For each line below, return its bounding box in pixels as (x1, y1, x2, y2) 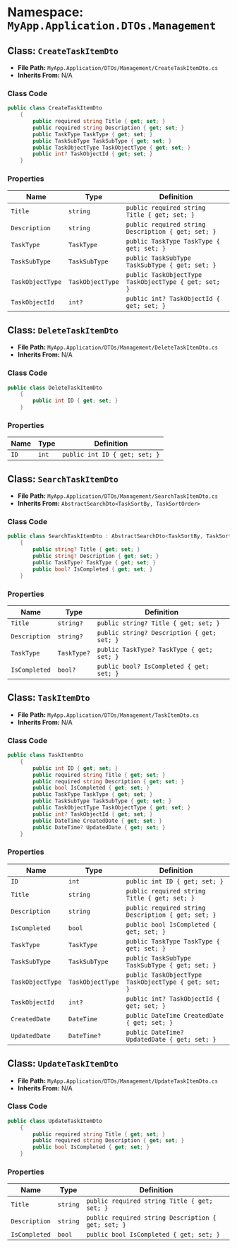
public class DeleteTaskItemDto (7, 384, 102, 391)
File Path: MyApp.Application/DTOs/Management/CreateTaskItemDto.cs (17, 64, 219, 71)
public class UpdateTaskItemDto (7, 1117, 102, 1124)
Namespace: (7, 4, 84, 20)
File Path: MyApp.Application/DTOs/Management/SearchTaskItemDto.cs (17, 492, 219, 500)
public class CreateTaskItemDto (7, 105, 102, 112)
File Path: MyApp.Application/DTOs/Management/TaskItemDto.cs (17, 711, 200, 719)
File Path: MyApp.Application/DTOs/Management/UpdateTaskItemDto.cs (17, 1076, 219, 1085)
